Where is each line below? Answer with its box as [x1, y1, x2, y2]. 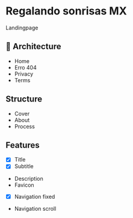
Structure [5, 94, 43, 104]
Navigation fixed [14, 193, 55, 200]
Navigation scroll [14, 205, 57, 212]
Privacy [14, 70, 34, 77]
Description [14, 175, 43, 182]
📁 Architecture [5, 41, 61, 52]
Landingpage [5, 24, 39, 31]
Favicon [14, 181, 34, 189]
